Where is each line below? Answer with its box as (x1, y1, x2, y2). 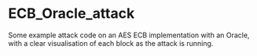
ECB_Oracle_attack (8, 5, 135, 23)
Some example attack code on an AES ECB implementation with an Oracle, (8, 30, 250, 40)
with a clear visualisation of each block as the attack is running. (8, 38, 214, 47)
